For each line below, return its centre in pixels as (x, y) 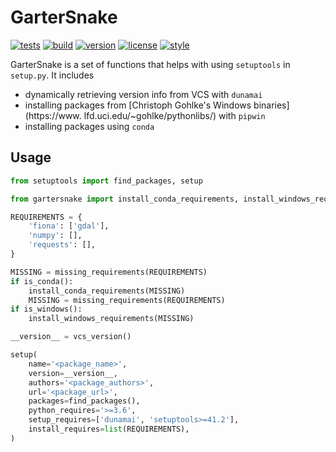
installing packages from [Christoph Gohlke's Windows (138, 105)
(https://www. (53, 115)
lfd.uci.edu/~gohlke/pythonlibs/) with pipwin (174, 115)
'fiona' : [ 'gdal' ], (69, 226)
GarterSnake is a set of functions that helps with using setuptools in (150, 64)
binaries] (271, 105)
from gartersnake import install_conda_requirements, (125, 199)
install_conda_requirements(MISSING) (107, 291)
